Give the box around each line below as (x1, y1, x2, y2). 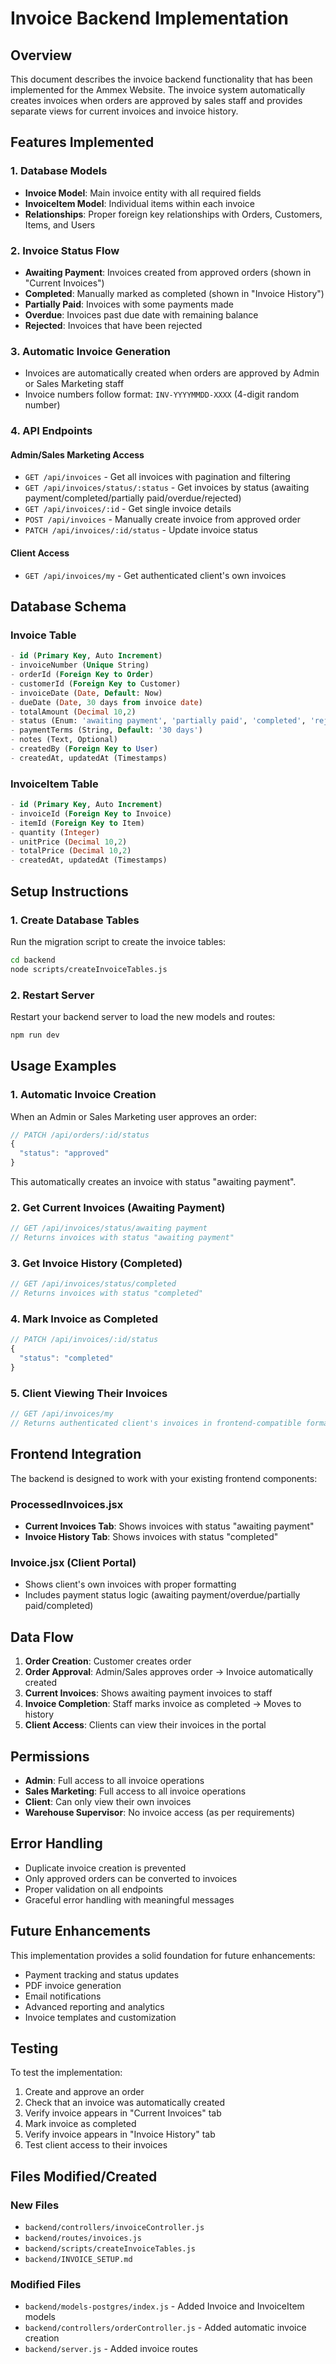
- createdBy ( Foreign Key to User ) (10, 744, 159, 754)
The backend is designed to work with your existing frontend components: (10, 1472, 318, 1484)
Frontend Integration (10, 1446, 142, 1463)
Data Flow (10, 1628, 74, 1646)
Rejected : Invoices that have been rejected (24, 319, 203, 331)
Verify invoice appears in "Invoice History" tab (24, 2128, 216, 2141)
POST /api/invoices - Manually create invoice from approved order (24, 513, 301, 526)
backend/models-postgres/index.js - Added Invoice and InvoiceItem (24, 2300, 305, 2312)
